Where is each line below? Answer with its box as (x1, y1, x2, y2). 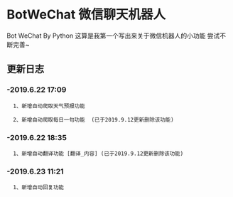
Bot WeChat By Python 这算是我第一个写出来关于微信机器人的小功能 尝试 (6, 31, 220, 40)
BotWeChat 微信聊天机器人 (6, 6, 166, 23)
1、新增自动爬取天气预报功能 (13, 102, 86, 110)
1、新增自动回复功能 (13, 184, 65, 191)
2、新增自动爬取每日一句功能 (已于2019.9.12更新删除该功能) (13, 116, 175, 123)
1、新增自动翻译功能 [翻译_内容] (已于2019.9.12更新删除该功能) (13, 150, 184, 157)
